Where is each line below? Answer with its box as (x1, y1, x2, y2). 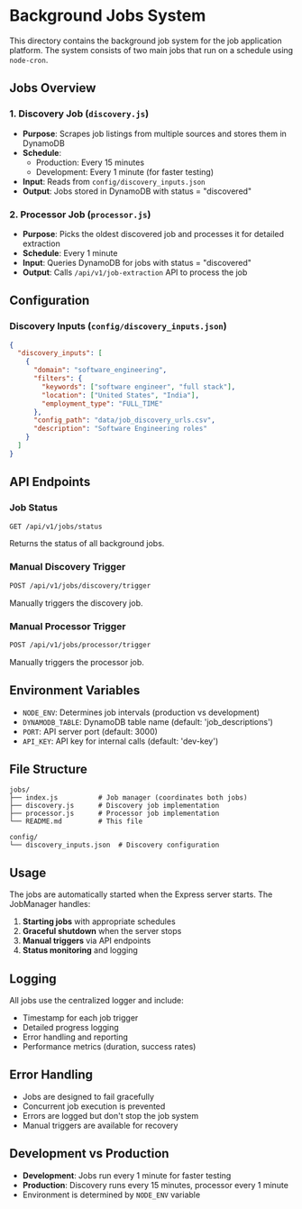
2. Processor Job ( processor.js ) (9, 208, 151, 221)
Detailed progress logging (22, 1022, 119, 1033)
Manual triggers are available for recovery (22, 1120, 178, 1131)
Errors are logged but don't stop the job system (22, 1110, 199, 1121)
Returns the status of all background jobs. (9, 538, 165, 549)
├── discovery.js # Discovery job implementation (9, 801, 220, 811)
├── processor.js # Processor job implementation (9, 809, 220, 819)
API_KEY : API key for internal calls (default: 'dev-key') (22, 736, 219, 746)
